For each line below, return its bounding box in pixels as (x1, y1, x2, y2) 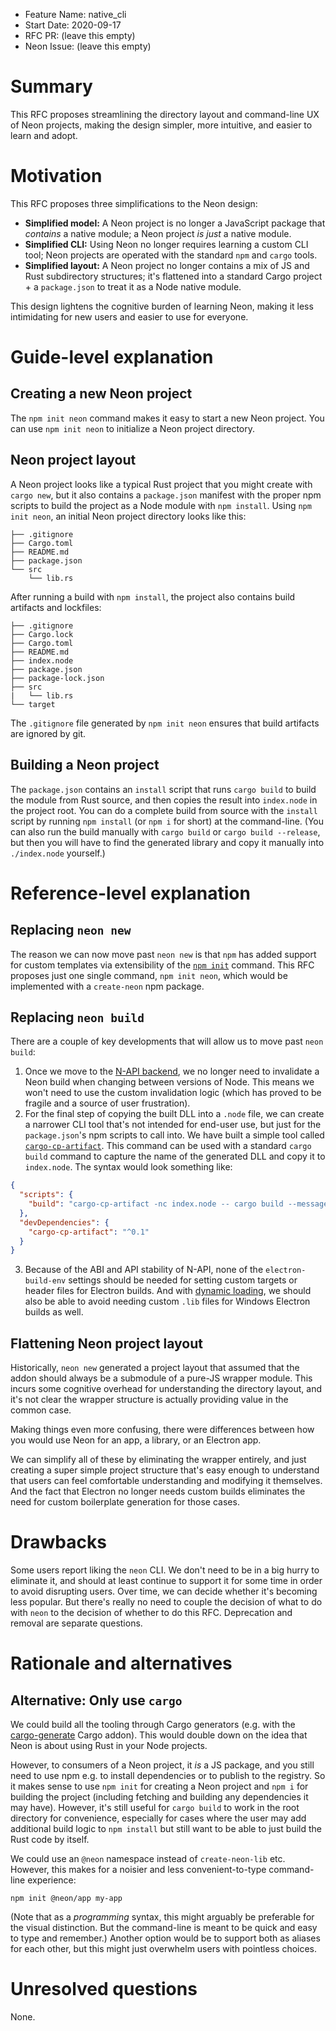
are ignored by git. (10, 727, 87, 739)
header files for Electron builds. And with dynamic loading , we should (24, 1285, 312, 1297)
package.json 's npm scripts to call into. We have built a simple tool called (24, 1129, 325, 1141)
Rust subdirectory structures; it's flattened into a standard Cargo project (24, 270, 323, 282)
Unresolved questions (10, 1978, 198, 2001)
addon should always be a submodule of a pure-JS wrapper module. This (10, 1372, 313, 1384)
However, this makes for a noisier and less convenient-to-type (10, 1864, 267, 1876)
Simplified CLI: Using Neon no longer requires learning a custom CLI (24, 238, 309, 250)
